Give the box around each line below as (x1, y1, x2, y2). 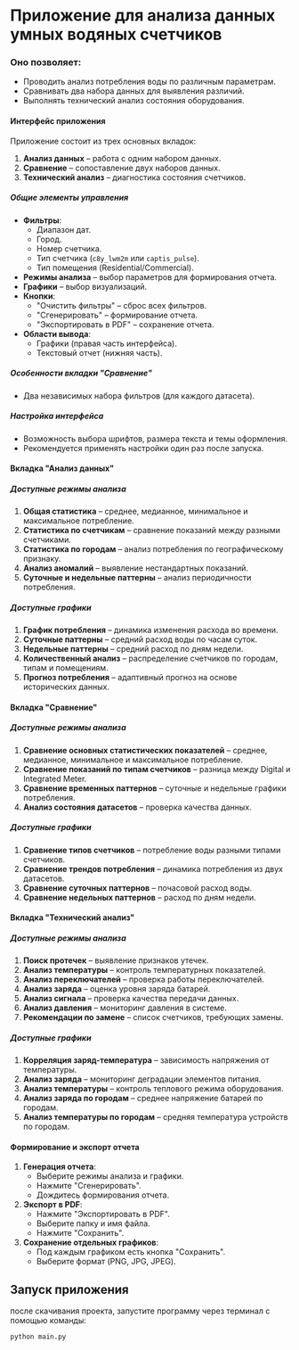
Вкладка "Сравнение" (10, 702, 98, 712)
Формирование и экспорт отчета (10, 1141, 141, 1152)
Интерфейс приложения (10, 116, 106, 127)
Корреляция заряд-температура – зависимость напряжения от (22, 1055, 270, 1066)
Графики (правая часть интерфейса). (36, 338, 177, 349)
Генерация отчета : (22, 1161, 97, 1173)
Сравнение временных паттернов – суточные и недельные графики (22, 782, 287, 794)
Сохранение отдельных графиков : (22, 1237, 159, 1248)
